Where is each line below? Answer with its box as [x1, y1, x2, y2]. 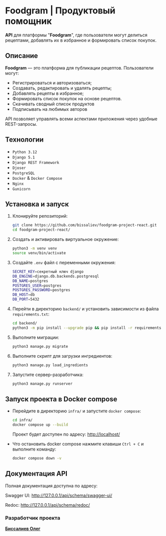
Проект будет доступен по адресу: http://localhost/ [12, 431, 120, 437]
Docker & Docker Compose [12, 175, 62, 181]
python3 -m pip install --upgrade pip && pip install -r [12, 325, 133, 330]
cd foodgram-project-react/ [12, 228, 70, 232]
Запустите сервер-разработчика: [12, 372, 84, 378]
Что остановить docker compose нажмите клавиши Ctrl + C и [12, 441, 144, 447]
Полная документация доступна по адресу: [5, 482, 98, 489]
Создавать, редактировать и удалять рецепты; [12, 85, 112, 91]
